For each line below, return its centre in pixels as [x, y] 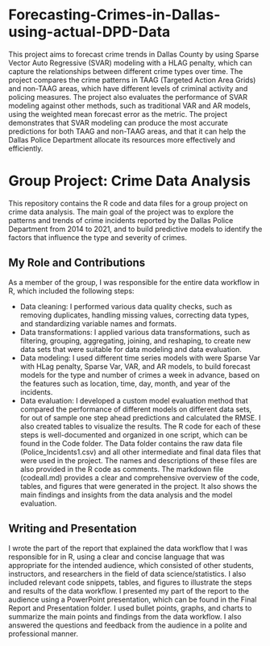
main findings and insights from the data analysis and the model [126, 495]
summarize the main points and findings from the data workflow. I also [125, 616]
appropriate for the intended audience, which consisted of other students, [131, 565]
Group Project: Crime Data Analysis [130, 181]
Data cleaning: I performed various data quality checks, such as [126, 306]
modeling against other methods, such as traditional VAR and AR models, [130, 106]
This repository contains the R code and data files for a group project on [128, 203]
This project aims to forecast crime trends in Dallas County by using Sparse [134, 54]
